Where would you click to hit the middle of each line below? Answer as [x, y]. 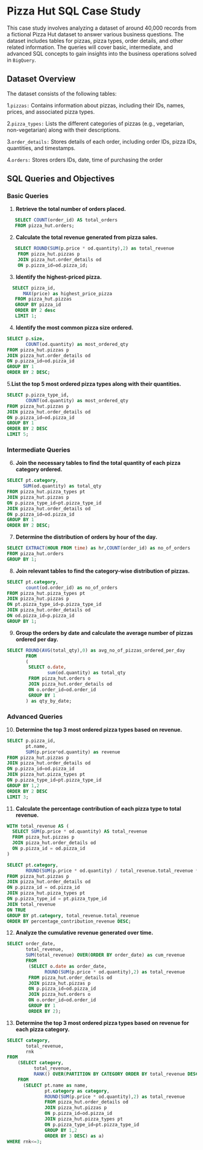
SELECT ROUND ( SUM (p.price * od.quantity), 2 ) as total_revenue [94, 249]
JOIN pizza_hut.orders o [60, 995]
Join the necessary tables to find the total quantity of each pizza [98, 463]
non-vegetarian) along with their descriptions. [64, 130]
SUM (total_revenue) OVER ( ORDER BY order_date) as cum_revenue [105, 955]
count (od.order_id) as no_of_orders [72, 588]
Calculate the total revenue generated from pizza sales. [86, 238]
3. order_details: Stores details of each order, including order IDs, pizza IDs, [102, 141]
